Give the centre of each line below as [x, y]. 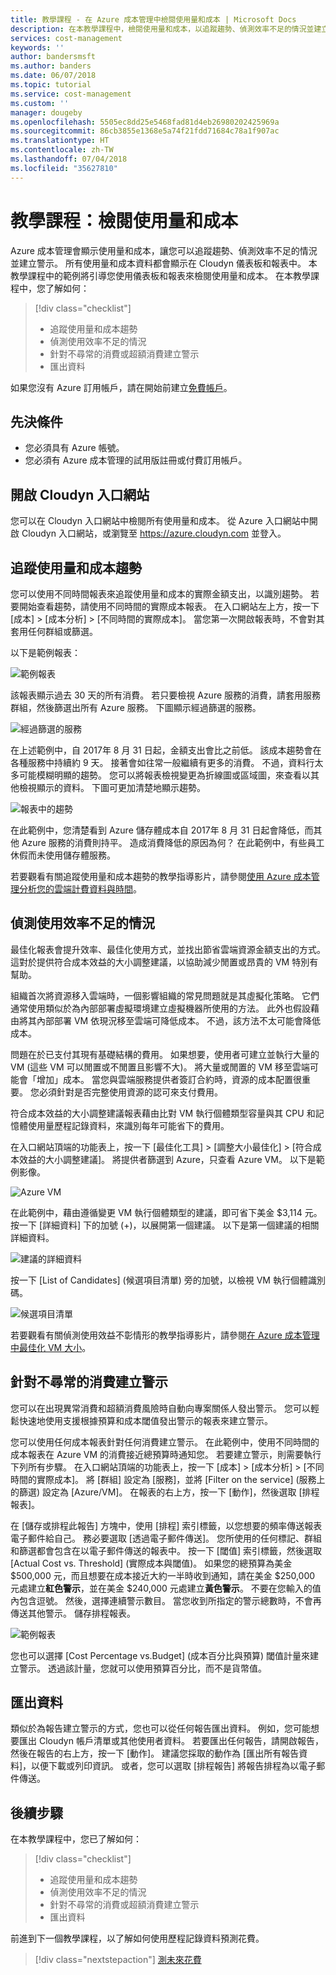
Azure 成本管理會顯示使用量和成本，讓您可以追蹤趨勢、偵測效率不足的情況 [164, 250]
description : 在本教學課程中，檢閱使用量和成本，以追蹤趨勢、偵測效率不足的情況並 [162, 29]
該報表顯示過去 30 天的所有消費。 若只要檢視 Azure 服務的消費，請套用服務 [166, 695]
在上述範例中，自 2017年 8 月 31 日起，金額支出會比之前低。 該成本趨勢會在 [166, 750]
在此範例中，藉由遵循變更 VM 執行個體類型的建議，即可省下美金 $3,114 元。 [166, 1212]
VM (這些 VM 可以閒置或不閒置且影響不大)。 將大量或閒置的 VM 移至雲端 [160, 1067]
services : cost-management [66, 38]
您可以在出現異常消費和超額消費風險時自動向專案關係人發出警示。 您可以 [160, 1408]
